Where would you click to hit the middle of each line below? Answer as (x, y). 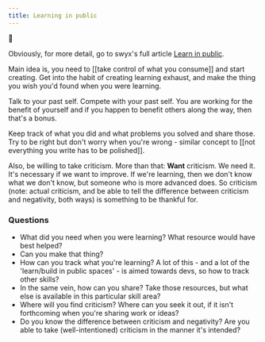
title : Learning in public (53, 15)
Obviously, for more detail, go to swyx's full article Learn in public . (116, 53)
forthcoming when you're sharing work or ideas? (99, 313)
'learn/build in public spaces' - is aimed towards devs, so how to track (134, 271)
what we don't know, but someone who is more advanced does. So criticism (133, 183)
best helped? (41, 245)
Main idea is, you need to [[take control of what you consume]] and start (127, 69)
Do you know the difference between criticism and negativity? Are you (134, 321)
